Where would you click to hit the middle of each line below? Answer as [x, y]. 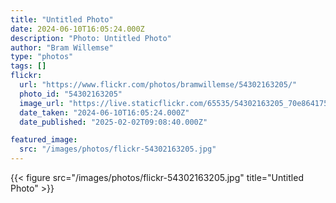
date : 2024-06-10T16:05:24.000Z [77, 29]
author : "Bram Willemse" [62, 47]
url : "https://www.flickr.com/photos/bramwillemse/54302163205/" [158, 85]
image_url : [42, 103]
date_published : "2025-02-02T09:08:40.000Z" [113, 122]
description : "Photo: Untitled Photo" [91, 38]
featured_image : [44, 140]
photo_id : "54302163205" [71, 94]
